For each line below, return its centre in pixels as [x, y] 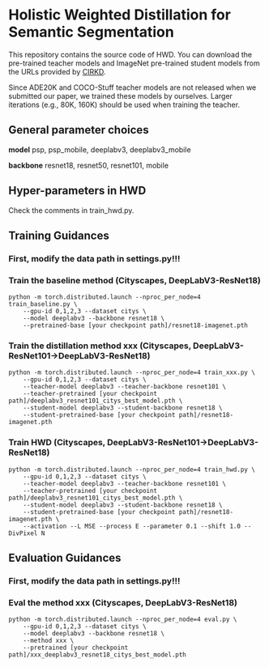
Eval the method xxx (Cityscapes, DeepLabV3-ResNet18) [123, 603]
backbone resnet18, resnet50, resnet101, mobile [88, 165]
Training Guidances [59, 235]
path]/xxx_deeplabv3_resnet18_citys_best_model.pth [97, 655]
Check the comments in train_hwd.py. [71, 210]
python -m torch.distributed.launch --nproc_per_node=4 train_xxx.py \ [132, 373]
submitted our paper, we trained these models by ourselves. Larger [121, 96]
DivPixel [23, 533]
